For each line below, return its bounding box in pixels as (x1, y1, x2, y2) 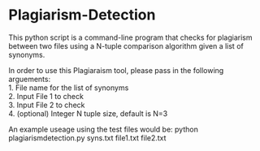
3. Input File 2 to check (8, 100, 85, 110)
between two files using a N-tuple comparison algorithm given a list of (8, 41, 244, 50)
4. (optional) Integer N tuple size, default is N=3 (8, 108, 168, 119)
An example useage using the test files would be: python (8, 124, 199, 134)
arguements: (8, 74, 51, 84)
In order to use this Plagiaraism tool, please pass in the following (8, 65, 224, 75)
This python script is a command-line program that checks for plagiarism (8, 32, 253, 42)
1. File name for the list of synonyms (8, 83, 129, 93)
